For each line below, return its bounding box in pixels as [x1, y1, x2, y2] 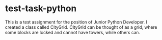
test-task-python [5, 3, 77, 14]
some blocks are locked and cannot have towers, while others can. [5, 29, 140, 35]
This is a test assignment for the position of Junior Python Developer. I [5, 19, 147, 25]
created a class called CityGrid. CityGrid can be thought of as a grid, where [5, 24, 158, 30]
